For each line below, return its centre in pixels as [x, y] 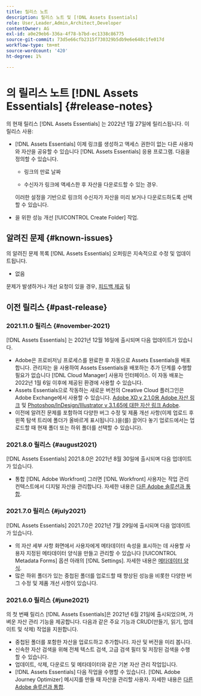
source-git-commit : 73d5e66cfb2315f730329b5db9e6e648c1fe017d [85, 40]
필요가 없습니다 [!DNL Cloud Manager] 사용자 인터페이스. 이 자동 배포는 [99, 375]
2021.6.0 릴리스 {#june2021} [48, 600]
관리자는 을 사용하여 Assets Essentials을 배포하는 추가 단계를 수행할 [112, 368]
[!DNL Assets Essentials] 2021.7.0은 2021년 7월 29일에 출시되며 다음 [88, 525]
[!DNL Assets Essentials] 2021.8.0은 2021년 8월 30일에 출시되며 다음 [89, 459]
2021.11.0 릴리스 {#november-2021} [58, 326]
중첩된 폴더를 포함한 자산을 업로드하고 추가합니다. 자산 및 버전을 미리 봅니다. [103, 641]
